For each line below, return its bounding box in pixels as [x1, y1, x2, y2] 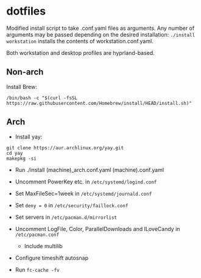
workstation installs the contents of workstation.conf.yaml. [6, 37, 153, 45]
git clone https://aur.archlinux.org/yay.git [6, 144, 124, 151]
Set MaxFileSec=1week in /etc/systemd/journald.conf [15, 190, 152, 197]
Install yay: [15, 133, 43, 140]
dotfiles [6, 4, 46, 18]
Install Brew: [6, 83, 38, 90]
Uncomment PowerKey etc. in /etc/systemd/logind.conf [15, 178, 157, 185]
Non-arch [6, 67, 44, 77]
